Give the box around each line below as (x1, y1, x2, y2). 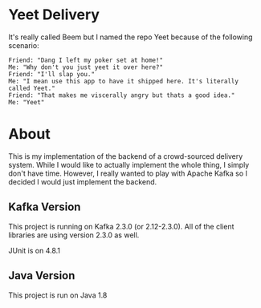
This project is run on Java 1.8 (8, 290, 108, 300)
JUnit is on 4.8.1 (8, 245, 61, 255)
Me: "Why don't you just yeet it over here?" (8, 63, 163, 71)
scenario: (8, 40, 39, 50)
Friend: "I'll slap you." (8, 70, 95, 78)
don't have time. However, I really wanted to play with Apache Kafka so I (8, 168, 247, 178)
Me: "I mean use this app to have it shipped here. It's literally (8, 77, 239, 85)
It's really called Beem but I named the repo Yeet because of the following (8, 32, 253, 42)
